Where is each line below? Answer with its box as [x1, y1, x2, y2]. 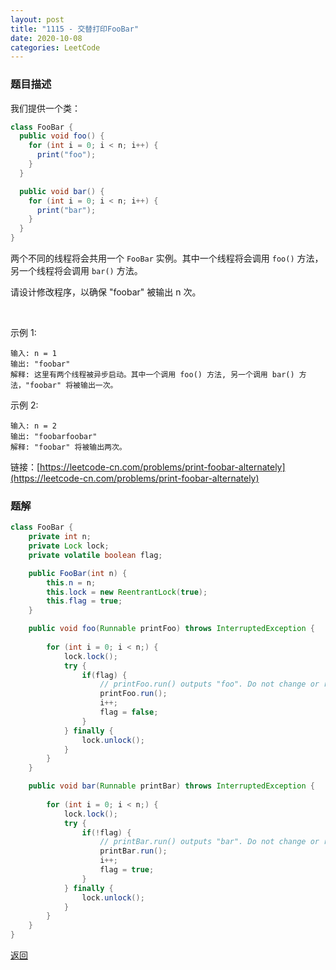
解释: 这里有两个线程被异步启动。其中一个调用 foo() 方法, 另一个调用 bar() [10, 370, 295, 380]
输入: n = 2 [10, 421, 57, 431]
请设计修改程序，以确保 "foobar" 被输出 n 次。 [10, 286, 202, 298]
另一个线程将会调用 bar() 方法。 [10, 265, 143, 277]
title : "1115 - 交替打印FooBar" [10, 24, 140, 34]
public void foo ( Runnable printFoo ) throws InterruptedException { [28, 624, 315, 634]
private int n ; [28, 532, 92, 542]
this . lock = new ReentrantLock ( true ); [46, 587, 208, 597]
